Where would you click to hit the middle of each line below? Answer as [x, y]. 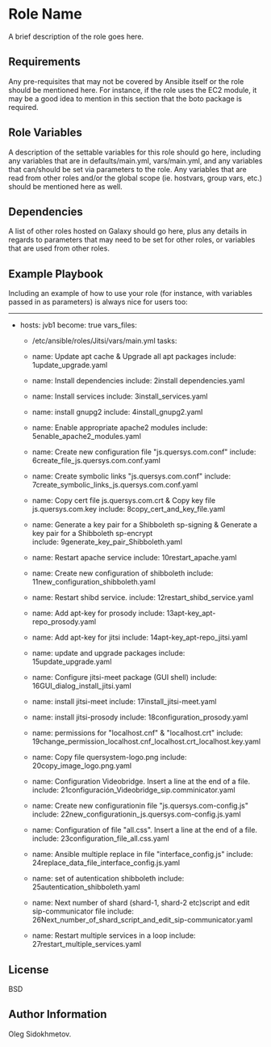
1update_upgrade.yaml [70, 365]
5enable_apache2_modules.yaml [86, 437]
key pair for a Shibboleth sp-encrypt [92, 534]
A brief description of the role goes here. [76, 36]
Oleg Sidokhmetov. [40, 1034]
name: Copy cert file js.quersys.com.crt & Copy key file [124, 500]
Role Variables [45, 133]
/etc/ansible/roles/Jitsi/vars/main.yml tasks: [104, 341]
